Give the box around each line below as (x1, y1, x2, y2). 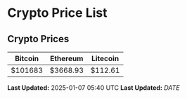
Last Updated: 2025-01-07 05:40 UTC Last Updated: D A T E (7, 84, 181, 92)
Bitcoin (15, 54, 39, 63)
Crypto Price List (7, 5, 108, 21)
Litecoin (91, 54, 120, 63)
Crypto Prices (7, 33, 70, 45)
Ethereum (50, 54, 84, 63)
